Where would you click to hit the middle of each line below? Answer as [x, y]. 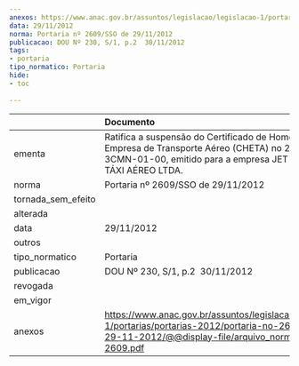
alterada [31, 213]
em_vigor [32, 300]
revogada [33, 285]
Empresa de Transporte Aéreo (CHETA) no [193, 147]
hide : [19, 76]
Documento [130, 122]
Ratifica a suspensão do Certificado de [186, 137]
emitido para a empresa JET [230, 159]
